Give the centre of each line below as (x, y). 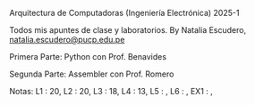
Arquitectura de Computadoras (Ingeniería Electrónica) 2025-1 (124, 13)
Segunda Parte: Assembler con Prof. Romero (92, 74)
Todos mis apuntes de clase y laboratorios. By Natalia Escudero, (128, 30)
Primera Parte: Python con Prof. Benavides (88, 57)
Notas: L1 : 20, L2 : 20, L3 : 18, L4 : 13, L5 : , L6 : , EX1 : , (111, 91)
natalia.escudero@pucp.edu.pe (67, 40)
